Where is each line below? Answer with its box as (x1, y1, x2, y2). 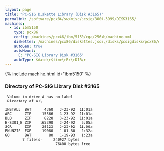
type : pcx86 (14, 30, 38, 35)
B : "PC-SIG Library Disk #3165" (18, 52, 84, 58)
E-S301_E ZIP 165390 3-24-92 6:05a (5, 120, 93, 125)
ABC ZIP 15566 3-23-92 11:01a (5, 111, 93, 116)
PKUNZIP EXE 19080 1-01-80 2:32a (5, 128, 93, 133)
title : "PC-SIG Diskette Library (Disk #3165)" (5, 12, 104, 17)
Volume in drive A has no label (7, 94, 73, 99)
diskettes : (14, 39, 36, 44)
